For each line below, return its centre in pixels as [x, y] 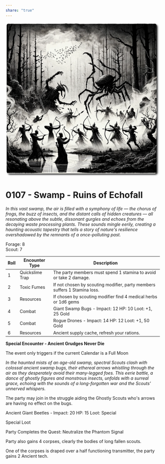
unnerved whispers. [26, 389]
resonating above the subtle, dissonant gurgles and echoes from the [75, 219]
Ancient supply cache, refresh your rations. [96, 333]
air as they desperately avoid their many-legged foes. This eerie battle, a [79, 373]
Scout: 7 [14, 249]
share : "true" [20, 10]
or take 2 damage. [71, 278]
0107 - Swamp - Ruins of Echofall [74, 195]
